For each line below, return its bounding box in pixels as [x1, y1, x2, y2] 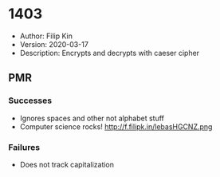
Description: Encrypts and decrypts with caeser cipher [19, 48, 200, 57]
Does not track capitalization [19, 159, 114, 169]
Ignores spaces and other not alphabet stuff [19, 113, 165, 123]
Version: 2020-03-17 [19, 39, 89, 49]
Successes [8, 95, 53, 106]
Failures [8, 141, 41, 152]
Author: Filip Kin [19, 31, 73, 41]
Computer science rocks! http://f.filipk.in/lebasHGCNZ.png [19, 121, 213, 132]
